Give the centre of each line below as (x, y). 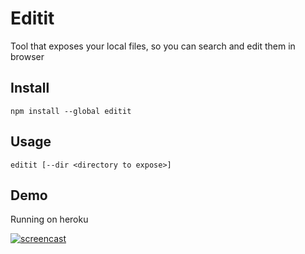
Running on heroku (49, 219)
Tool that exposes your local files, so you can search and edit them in (153, 46)
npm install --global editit (71, 111)
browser (27, 56)
